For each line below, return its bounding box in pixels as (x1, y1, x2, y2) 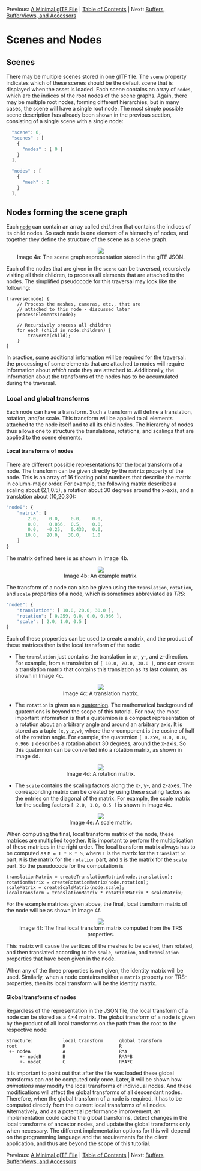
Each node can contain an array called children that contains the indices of (6, 223, 191, 230)
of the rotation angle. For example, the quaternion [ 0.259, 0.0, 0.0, (14, 734, 188, 741)
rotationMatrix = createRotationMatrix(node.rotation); (6, 879, 149, 885)
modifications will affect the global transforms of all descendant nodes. (6, 1089, 182, 1096)
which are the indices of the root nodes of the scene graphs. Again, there (6, 92, 188, 99)
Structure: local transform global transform (6, 1037, 163, 1043)
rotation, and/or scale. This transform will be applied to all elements (6, 414, 173, 422)
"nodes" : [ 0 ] (22, 146, 63, 152)
